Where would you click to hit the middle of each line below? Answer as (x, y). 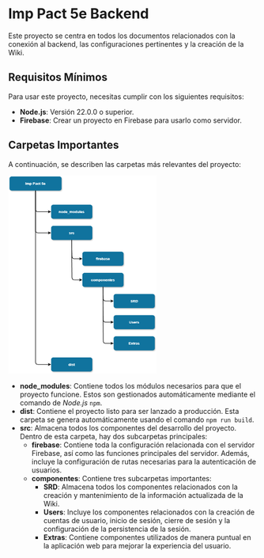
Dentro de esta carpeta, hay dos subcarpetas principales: (113, 436)
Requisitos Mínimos (58, 77)
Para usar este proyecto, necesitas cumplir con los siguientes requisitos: (126, 97)
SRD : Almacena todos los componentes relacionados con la (141, 487)
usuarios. (47, 470)
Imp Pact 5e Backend (79, 14)
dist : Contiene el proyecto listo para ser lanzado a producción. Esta (129, 411)
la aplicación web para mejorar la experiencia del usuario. (137, 545)
